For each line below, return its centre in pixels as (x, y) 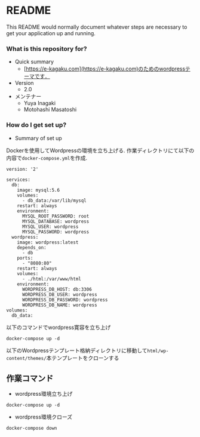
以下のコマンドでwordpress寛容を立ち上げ (59, 327)
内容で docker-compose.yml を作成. (47, 158)
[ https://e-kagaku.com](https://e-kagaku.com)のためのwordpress (104, 69)
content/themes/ (26, 358)
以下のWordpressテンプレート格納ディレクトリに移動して (77, 350)
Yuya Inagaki (39, 103)
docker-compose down (32, 428)
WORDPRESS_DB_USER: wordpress (59, 294)
